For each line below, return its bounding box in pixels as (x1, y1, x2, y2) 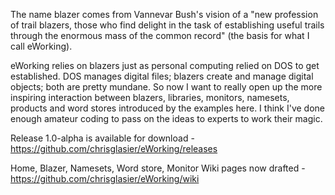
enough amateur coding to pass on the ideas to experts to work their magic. (10, 113, 323, 124)
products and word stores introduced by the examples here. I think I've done (10, 102, 325, 114)
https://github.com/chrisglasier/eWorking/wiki (10, 173, 200, 184)
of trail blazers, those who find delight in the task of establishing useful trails (10, 19, 325, 31)
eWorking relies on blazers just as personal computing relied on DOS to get (10, 60, 320, 71)
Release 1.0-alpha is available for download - (10, 132, 195, 144)
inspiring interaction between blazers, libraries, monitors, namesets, (10, 92, 290, 103)
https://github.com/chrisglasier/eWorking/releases (10, 143, 218, 154)
